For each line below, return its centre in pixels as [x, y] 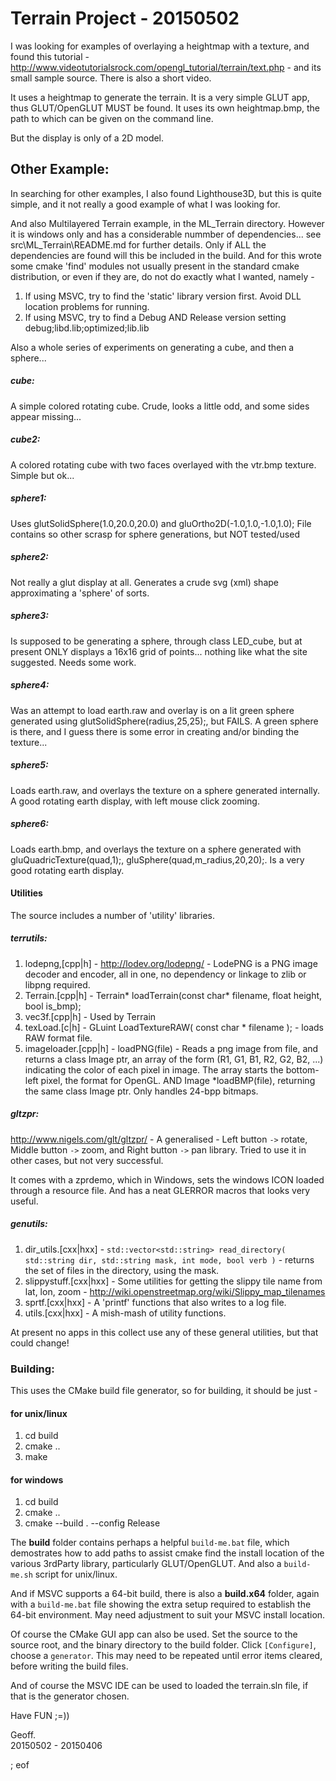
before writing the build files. [69, 1666]
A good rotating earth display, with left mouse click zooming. [135, 801]
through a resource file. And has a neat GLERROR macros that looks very [160, 1190]
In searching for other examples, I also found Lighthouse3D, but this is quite [166, 193]
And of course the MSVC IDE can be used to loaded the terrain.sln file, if [159, 1686]
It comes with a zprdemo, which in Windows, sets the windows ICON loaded [167, 1179]
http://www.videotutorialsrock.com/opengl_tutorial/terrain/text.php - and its [166, 67]
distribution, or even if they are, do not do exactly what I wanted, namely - [162, 276]
